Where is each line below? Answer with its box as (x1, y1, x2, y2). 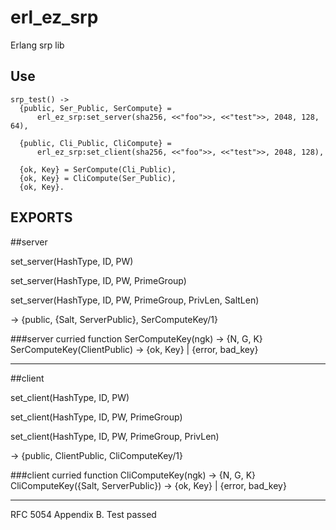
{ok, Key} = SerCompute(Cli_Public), (19, 164, 177, 175)
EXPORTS (10, 209, 73, 226)
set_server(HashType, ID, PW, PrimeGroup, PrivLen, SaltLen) (10, 294, 260, 306)
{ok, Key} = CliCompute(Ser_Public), (19, 173, 177, 183)
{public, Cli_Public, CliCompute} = (19, 138, 172, 148)
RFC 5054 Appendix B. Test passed (10, 508, 157, 520)
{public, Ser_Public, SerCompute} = (19, 103, 172, 113)
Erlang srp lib (10, 39, 65, 51)
